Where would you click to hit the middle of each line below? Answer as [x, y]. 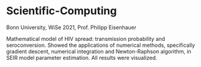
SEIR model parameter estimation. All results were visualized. [82, 58]
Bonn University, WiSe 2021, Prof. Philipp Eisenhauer [71, 27]
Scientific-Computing [61, 11]
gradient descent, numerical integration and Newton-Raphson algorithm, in [99, 51]
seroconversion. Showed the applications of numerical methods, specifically [100, 45]
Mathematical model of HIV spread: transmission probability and [86, 39]
